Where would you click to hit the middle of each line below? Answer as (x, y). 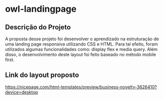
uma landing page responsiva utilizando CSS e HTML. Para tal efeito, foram (82, 44)
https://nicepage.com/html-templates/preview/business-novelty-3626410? (81, 87)
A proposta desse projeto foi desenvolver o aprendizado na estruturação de (82, 39)
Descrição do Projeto (38, 27)
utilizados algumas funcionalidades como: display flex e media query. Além (81, 49)
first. (10, 60)
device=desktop (22, 92)
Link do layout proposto (42, 75)
